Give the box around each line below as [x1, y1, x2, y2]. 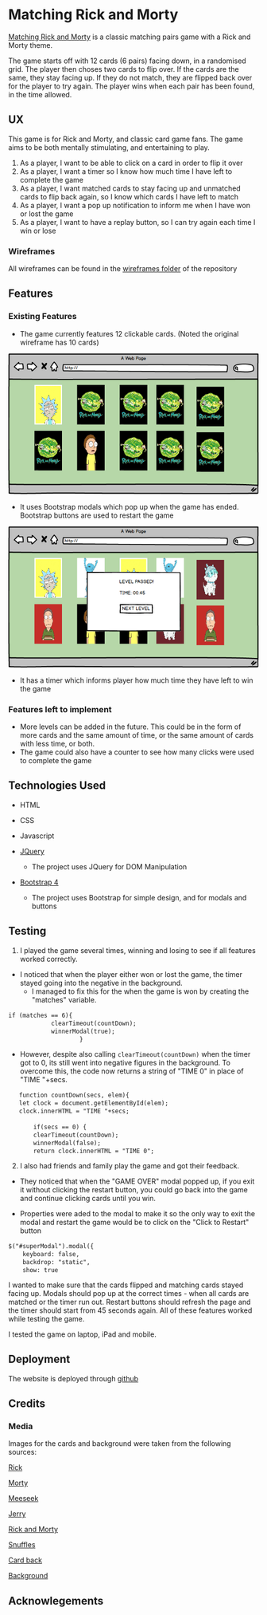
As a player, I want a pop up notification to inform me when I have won [19, 200, 250, 210]
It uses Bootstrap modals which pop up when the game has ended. [19, 502, 239, 512]
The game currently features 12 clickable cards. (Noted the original [19, 329, 239, 338]
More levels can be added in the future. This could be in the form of [19, 722, 242, 731]
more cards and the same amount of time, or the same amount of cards [19, 731, 254, 740]
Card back [8, 1555, 42, 1565]
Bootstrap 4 [19, 877, 59, 887]
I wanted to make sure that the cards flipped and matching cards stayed [8, 1280, 244, 1290]
